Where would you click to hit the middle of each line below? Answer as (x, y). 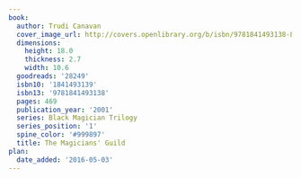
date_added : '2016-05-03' (65, 160)
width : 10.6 (47, 68)
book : (18, 18)
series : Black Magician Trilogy (77, 118)
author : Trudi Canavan (59, 26)
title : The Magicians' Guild (71, 143)
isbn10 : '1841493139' (57, 85)
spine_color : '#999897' (61, 135)
